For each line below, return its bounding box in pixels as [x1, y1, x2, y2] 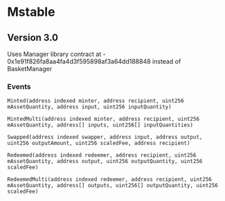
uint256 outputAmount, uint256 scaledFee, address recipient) [7, 140, 190, 147]
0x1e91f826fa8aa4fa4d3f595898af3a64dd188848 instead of [7, 57, 181, 66]
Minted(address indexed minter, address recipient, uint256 [7, 97, 185, 104]
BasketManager [7, 65, 53, 73]
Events [7, 82, 31, 91]
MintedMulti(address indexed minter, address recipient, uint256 [7, 115, 199, 123]
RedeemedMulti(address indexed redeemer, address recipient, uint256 [7, 176, 213, 183]
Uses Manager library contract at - [7, 50, 106, 58]
